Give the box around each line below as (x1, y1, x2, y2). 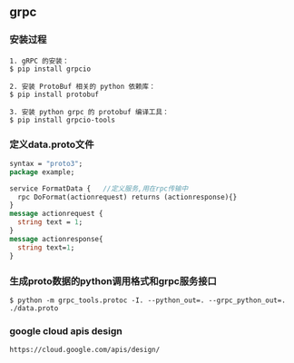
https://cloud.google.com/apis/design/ (9, 346, 161, 355)
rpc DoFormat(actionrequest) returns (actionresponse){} (17, 192, 238, 201)
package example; (9, 167, 75, 177)
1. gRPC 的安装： (9, 56, 70, 65)
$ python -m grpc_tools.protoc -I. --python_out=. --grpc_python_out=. (9, 296, 286, 305)
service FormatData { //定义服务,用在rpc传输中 (9, 183, 189, 193)
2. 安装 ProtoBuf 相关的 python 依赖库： (9, 82, 156, 91)
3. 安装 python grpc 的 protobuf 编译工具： (9, 107, 170, 116)
